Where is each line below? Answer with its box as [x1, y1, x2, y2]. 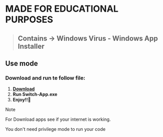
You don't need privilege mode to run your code [5, 126, 106, 132]
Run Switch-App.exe [12, 91, 57, 97]
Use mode [5, 59, 38, 67]
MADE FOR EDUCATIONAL [5, 3, 119, 15]
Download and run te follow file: [5, 74, 85, 81]
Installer [17, 42, 45, 51]
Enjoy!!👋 [12, 97, 31, 103]
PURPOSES [5, 14, 53, 25]
